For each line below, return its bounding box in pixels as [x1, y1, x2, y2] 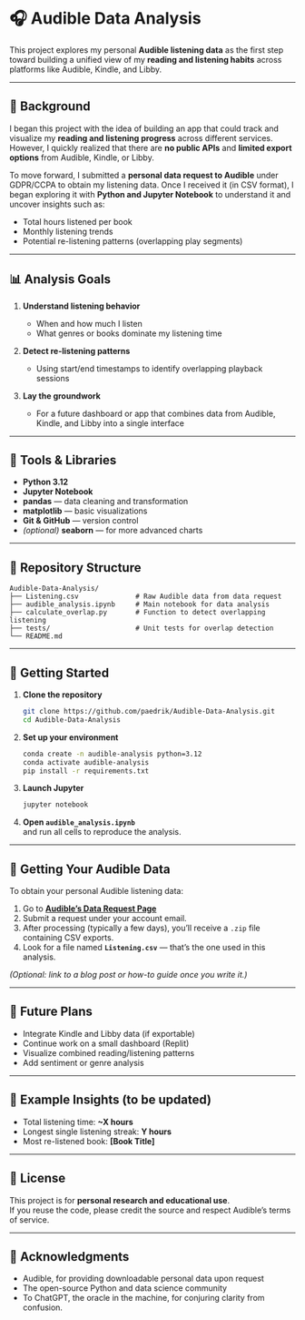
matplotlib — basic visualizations [22, 505, 148, 516]
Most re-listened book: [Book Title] [22, 1135, 155, 1146]
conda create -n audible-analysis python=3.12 [22, 749, 202, 758]
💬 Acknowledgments [9, 1249, 130, 1264]
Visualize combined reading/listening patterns [22, 1047, 195, 1058]
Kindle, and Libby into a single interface [35, 417, 184, 429]
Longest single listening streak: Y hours [22, 1126, 172, 1137]
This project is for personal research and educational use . [9, 1194, 230, 1205]
